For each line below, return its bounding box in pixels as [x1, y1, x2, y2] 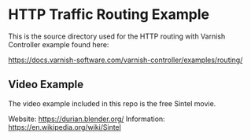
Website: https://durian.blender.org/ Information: [8, 114, 165, 123]
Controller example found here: [8, 39, 109, 49]
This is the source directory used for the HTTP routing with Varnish [8, 31, 226, 41]
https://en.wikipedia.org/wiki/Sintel [8, 122, 122, 131]
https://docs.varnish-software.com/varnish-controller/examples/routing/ [8, 55, 243, 64]
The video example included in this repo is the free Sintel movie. [8, 98, 216, 108]
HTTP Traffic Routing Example [8, 6, 210, 24]
